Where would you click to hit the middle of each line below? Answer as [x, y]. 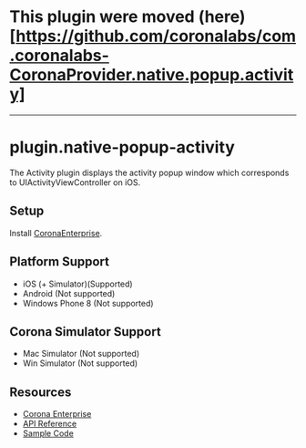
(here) [222, 17]
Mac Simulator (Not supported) [81, 354]
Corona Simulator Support [85, 332]
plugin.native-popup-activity [122, 147]
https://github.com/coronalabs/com [156, 36]
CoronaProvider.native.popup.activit [152, 75]
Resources [41, 392]
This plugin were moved [102, 17]
